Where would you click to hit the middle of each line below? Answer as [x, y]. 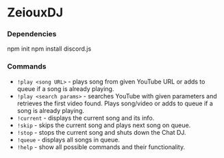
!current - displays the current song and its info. [86, 118]
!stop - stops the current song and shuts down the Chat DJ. [101, 132]
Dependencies [32, 34]
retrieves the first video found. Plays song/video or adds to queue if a [115, 103]
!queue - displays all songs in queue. [68, 140]
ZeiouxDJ [35, 13]
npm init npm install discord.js [49, 49]
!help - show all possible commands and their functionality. [101, 147]
